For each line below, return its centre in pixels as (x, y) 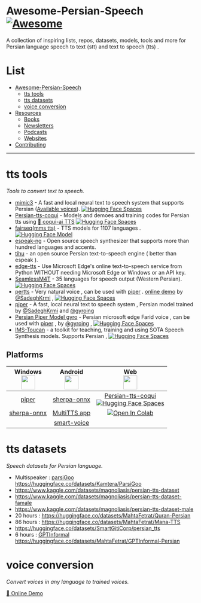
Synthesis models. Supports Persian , (61, 336)
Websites (35, 138)
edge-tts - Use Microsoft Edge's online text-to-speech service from (98, 266)
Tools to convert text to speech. (45, 191)
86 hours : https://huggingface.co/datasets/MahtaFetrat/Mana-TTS (98, 522)
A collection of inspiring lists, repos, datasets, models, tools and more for (96, 40)
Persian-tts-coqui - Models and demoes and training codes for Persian (102, 215)
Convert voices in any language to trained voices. (68, 581)
